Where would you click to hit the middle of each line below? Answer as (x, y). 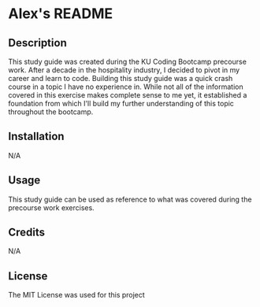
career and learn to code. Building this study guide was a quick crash (121, 78)
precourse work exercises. (51, 207)
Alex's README (61, 14)
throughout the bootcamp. (51, 112)
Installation (36, 137)
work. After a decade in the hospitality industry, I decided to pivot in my (124, 70)
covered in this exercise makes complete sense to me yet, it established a (128, 95)
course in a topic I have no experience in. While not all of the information (126, 87)
